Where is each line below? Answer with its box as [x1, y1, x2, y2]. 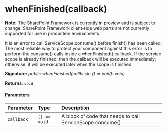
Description [61, 104, 90, 111]
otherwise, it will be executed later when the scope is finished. [5, 61, 133, 67]
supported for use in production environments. [5, 30, 101, 36]
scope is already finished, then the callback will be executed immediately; [5, 56, 156, 62]
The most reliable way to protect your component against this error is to [5, 45, 153, 51]
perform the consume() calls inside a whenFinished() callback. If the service [5, 51, 162, 57]
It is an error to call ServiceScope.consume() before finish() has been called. [5, 40, 162, 46]
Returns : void [5, 80, 34, 86]
